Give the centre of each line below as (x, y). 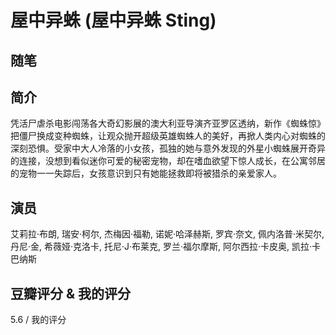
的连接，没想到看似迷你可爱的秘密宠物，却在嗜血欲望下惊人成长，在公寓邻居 (168, 161)
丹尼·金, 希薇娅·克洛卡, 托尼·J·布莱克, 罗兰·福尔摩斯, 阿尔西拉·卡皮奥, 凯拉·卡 (166, 247)
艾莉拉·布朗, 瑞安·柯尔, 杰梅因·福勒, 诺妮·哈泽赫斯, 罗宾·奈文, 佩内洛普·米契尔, (167, 234)
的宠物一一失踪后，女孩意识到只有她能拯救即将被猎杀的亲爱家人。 (146, 173)
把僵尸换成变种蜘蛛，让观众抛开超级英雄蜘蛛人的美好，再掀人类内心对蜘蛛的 (168, 136)
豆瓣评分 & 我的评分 (71, 293)
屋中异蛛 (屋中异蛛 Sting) (113, 20)
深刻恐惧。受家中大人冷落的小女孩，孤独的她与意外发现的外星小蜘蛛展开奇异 (168, 148)
